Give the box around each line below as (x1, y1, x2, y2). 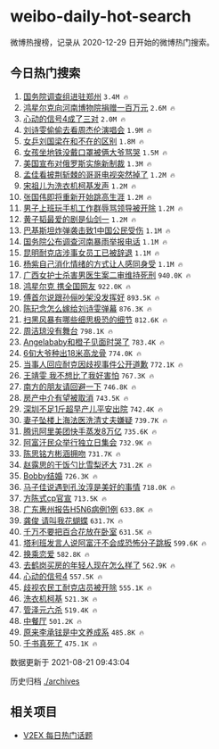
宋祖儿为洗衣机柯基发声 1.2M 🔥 (22, 180, 137, 191)
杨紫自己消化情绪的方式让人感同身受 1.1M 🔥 (22, 258, 183, 269)
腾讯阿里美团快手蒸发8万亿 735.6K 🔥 (22, 426, 158, 437)
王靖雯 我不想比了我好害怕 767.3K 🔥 (22, 370, 155, 380)
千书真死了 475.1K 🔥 (22, 637, 98, 648)
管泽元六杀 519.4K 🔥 (22, 604, 98, 615)
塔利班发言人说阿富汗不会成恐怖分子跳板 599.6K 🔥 (22, 537, 207, 548)
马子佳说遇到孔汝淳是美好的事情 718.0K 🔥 (22, 481, 176, 492)
